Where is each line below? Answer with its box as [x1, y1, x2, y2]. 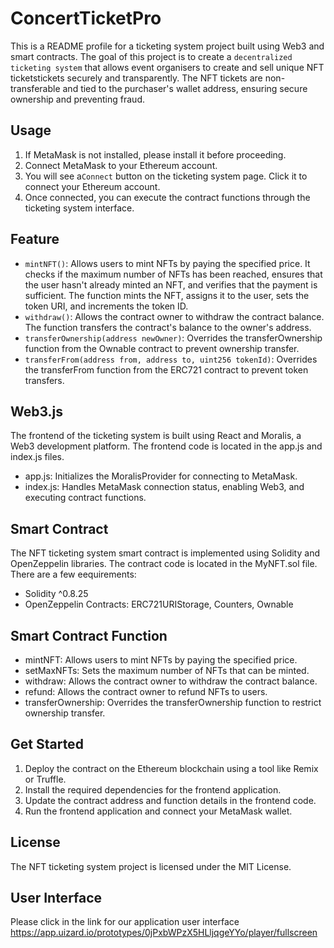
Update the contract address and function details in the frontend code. [24, 794, 317, 806]
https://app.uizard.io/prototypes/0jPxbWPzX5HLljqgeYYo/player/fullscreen [10, 927, 318, 939]
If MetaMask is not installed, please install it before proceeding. [24, 148, 287, 161]
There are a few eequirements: [10, 568, 137, 581]
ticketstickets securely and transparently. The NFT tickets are [10, 72, 263, 84]
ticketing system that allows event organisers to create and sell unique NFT [10, 61, 325, 73]
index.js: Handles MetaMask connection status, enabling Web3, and [24, 481, 305, 493]
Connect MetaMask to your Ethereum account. [24, 159, 218, 171]
